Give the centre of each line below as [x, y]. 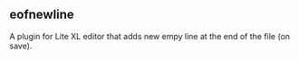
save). [21, 46]
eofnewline [42, 15]
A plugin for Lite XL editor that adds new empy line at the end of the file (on [150, 36]
